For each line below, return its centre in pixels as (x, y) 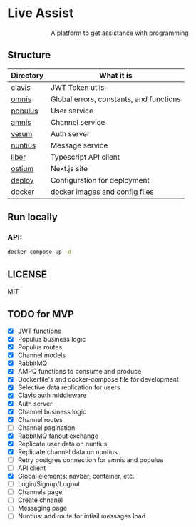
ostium (22, 168)
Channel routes (40, 419)
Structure (29, 55)
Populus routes (40, 347)
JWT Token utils (77, 87)
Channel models (42, 355)
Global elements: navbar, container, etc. (76, 476)
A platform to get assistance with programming (120, 33)
